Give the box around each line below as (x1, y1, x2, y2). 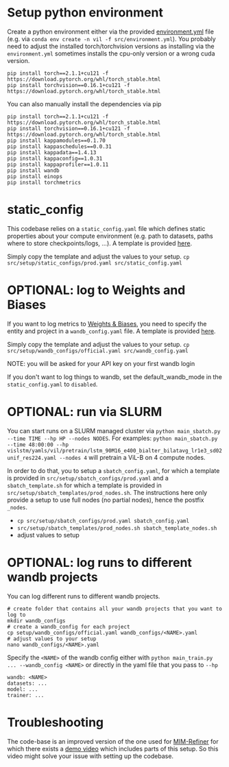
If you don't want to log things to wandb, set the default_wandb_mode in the (7, 372, 223, 381)
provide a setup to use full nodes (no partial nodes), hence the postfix (7, 496, 204, 504)
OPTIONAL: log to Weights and (7, 282, 186, 298)
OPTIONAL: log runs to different (7, 555, 192, 570)
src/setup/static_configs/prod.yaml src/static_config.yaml (7, 259, 183, 267)
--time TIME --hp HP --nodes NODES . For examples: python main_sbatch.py (7, 434, 218, 442)
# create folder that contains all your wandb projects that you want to (7, 605, 223, 612)
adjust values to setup (16, 531, 80, 539)
